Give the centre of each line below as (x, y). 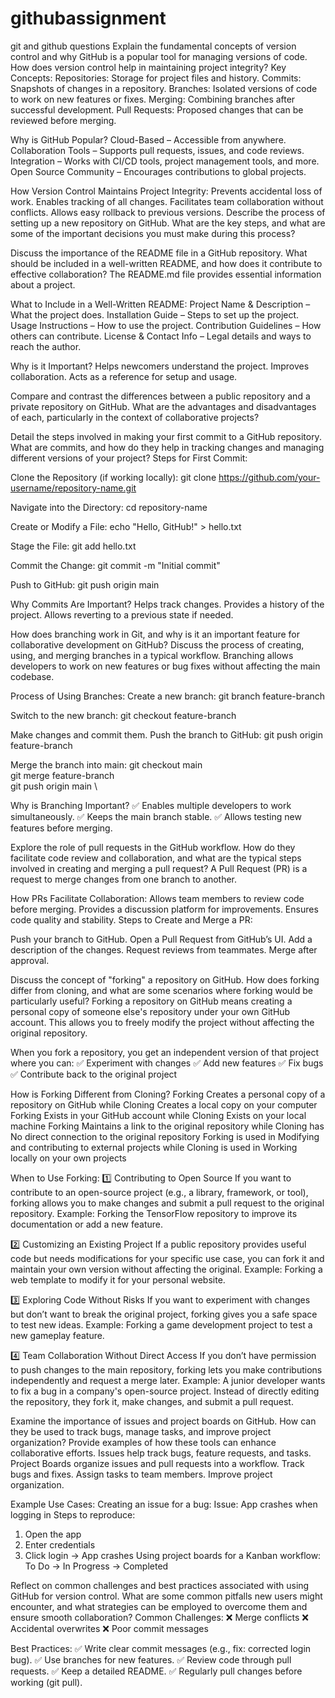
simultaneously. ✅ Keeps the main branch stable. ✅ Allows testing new (156, 816)
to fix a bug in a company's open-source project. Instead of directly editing (165, 1391)
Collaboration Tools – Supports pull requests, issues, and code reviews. (157, 150)
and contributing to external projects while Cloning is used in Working (154, 1147)
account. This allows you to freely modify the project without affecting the (162, 1022)
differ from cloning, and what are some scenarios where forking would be (162, 990)
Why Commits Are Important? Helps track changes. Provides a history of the (167, 604)
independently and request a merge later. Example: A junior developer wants (168, 1380)
